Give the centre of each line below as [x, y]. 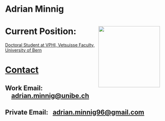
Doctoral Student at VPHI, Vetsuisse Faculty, [50, 45]
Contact [22, 70]
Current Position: [41, 32]
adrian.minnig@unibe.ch [50, 96]
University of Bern [24, 50]
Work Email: [24, 88]
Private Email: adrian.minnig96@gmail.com [75, 112]
